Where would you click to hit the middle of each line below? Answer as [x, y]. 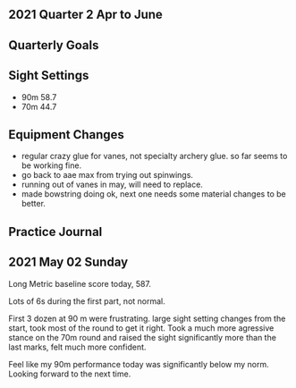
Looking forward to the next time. [70, 374]
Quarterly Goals [54, 45]
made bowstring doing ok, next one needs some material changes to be [154, 194]
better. [34, 204]
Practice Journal [55, 232]
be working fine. [51, 165]
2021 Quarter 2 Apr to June [85, 15]
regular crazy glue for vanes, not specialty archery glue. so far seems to [154, 156]
